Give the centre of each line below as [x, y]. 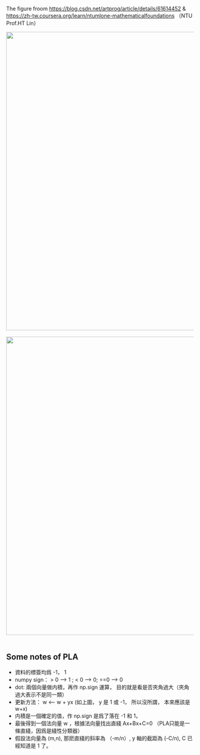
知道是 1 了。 [36, 745]
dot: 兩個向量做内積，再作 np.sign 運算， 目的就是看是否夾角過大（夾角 [102, 687]
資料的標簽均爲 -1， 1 [40, 672]
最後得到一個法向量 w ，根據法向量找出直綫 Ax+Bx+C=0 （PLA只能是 [100, 723]
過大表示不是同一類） [41, 694]
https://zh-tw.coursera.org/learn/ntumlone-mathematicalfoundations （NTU [99, 16]
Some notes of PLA [42, 657]
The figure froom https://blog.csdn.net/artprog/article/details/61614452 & [96, 9]
